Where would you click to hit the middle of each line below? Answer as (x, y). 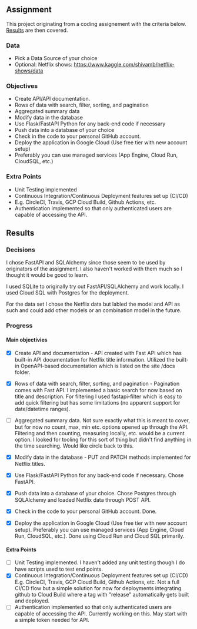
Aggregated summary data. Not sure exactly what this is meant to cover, (102, 420)
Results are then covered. (37, 30)
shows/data (29, 71)
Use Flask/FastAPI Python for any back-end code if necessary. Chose (99, 475)
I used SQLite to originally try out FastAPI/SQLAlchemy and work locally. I (95, 287)
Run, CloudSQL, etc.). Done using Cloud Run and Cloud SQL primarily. (99, 536)
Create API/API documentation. (52, 99)
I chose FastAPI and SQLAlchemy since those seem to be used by (86, 263)
